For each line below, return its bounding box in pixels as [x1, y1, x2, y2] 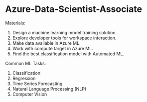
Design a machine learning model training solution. [12, 29, 117, 35]
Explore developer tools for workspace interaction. [12, 35, 117, 41]
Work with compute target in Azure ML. [12, 45, 93, 51]
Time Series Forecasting [12, 81, 63, 87]
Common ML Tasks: [5, 60, 46, 66]
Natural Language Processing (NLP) [12, 86, 87, 92]
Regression [12, 75, 36, 81]
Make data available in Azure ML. [12, 40, 81, 46]
